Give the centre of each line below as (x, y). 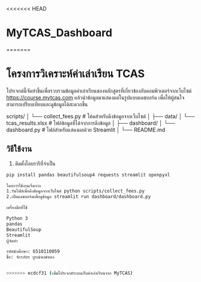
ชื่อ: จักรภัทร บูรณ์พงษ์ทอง (31, 257)
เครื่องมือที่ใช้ (17, 208)
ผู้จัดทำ (12, 241)
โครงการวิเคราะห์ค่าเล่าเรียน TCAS (76, 74)
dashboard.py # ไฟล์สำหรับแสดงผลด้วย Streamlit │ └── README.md (86, 130)
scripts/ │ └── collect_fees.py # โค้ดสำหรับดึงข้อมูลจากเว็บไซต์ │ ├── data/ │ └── (100, 116)
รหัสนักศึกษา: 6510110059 (33, 251)
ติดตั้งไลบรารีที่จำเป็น (35, 163)
